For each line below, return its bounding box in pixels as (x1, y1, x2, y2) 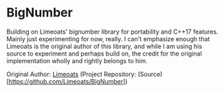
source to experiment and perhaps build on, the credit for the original (6, 49, 202, 58)
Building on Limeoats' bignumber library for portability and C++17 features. (6, 27, 219, 36)
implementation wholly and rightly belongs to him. (6, 56, 148, 65)
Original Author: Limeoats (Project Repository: (6, 70, 137, 78)
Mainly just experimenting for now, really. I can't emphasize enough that (6, 34, 210, 43)
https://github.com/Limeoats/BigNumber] (8, 77, 126, 85)
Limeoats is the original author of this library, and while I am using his (6, 42, 203, 50)
